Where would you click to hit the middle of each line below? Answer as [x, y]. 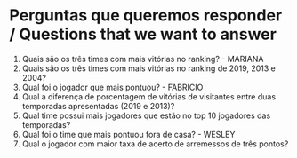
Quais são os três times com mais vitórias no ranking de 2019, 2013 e [148, 68]
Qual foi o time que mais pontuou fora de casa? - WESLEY [128, 134]
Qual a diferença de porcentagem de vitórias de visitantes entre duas [149, 96]
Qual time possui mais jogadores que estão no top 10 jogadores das [146, 115]
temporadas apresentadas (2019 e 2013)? [98, 106]
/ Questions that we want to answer [143, 34]
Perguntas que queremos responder [146, 16]
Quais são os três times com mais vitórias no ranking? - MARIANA [143, 59]
